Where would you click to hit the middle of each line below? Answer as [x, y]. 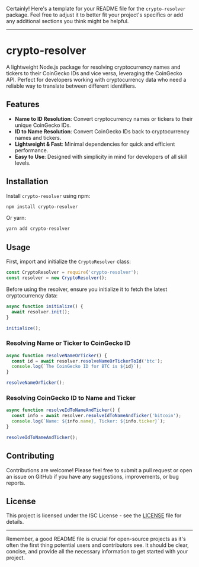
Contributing [30, 456]
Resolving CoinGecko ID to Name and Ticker [71, 398]
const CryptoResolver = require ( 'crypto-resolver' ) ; [73, 273]
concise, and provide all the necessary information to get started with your [97, 552]
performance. [31, 150]
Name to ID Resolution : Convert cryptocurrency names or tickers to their [104, 118]
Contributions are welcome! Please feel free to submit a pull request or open [99, 470]
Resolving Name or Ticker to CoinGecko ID [68, 343]
